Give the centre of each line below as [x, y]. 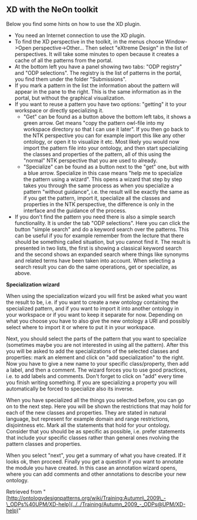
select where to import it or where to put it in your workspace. [81, 327]
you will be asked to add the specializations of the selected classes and [93, 351]
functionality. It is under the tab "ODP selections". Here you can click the [102, 223]
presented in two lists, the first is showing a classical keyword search [98, 248]
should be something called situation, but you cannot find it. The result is [103, 241]
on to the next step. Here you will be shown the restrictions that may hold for [98, 406]
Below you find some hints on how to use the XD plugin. [74, 24]
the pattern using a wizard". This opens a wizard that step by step [103, 179]
